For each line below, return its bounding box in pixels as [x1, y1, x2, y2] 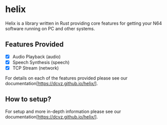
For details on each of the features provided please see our [5, 75, 128, 81]
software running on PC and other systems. [5, 25, 95, 31]
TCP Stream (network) [12, 65, 59, 71]
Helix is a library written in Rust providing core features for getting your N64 [5, 20, 162, 26]
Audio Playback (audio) [12, 53, 61, 59]
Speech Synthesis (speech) [12, 59, 70, 65]
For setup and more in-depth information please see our [5, 108, 121, 114]
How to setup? [5, 95, 52, 104]
